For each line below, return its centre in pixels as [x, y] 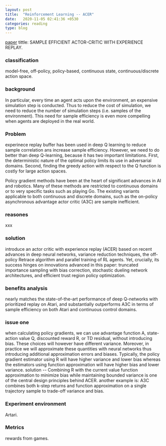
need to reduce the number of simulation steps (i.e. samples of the [73, 111]
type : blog [16, 28]
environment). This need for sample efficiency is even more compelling [78, 116]
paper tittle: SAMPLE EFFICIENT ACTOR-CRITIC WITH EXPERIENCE [74, 42]
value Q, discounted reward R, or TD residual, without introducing [86, 338]
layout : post [19, 10]
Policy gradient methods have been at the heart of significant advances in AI [83, 181]
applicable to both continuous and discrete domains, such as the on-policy [81, 197]
